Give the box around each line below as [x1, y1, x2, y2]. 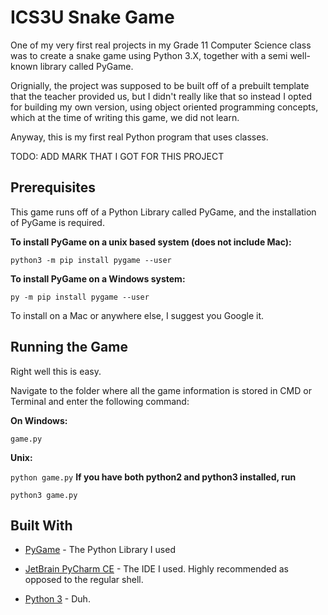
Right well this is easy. [10, 365, 102, 377]
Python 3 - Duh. [24, 593, 91, 605]
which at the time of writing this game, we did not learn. [10, 111, 240, 123]
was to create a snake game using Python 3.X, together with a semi [10, 49, 288, 61]
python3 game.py [10, 490, 78, 500]
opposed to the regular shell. [24, 574, 144, 586]
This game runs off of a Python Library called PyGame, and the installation [10, 206, 317, 218]
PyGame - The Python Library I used [24, 544, 176, 556]
